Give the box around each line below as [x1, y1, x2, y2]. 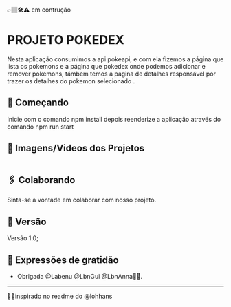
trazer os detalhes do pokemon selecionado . [7, 76, 135, 85]
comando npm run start [7, 123, 74, 131]
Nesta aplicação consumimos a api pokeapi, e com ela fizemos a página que [7, 54, 224, 63]
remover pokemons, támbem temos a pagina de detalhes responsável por [7, 70, 217, 78]
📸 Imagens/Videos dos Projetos [7, 142, 145, 154]
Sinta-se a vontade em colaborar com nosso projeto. [7, 195, 157, 204]
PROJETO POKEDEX [7, 32, 125, 48]
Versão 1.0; [7, 234, 39, 242]
